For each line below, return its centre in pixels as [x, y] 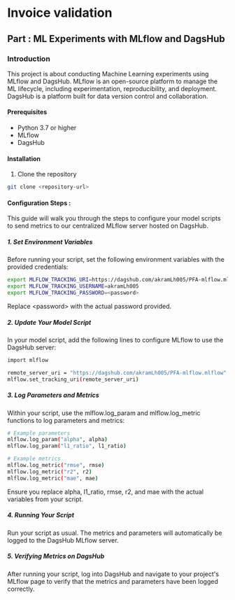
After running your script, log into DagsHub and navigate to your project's [113, 574]
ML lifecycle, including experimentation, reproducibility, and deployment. [112, 88]
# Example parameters [39, 433]
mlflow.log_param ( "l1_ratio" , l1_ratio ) [67, 446]
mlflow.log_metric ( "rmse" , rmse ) [56, 466]
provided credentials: [38, 267]
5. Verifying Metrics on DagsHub [56, 556]
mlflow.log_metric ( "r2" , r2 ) [50, 472]
